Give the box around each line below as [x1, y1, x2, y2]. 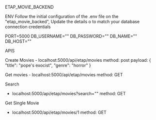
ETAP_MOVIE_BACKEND [5, 4, 54, 10]
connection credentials [5, 24, 51, 30]
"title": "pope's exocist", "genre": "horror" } [5, 63, 91, 68]
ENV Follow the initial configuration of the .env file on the [5, 14, 119, 19]
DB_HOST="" [5, 38, 32, 44]
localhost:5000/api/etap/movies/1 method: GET [12, 109, 107, 115]
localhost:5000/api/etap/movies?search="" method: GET [12, 91, 126, 96]
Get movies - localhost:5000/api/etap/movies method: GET [5, 72, 123, 77]
